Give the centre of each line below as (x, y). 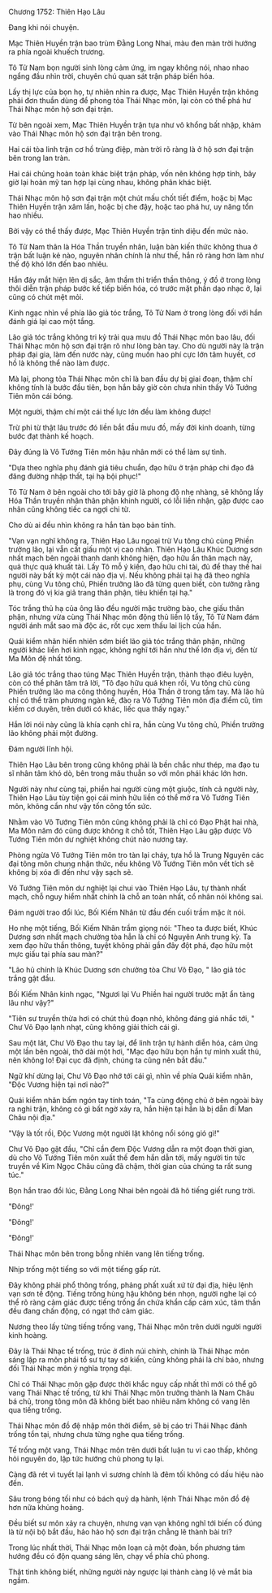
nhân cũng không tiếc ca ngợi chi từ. (70, 509)
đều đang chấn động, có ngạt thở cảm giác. (82, 1311)
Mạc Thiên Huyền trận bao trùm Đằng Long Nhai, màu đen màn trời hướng (133, 43)
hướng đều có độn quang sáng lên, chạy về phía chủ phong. (109, 1556)
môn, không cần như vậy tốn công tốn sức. (80, 806)
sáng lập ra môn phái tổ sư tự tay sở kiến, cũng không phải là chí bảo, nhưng (136, 1359)
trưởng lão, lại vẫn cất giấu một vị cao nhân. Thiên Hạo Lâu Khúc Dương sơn (136, 549)
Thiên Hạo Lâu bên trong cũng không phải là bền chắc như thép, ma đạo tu (134, 764)
